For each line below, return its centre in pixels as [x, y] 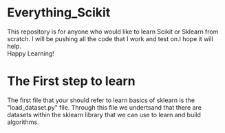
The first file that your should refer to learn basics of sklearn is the [101, 100]
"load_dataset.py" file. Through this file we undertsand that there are [104, 107]
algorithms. [23, 122]
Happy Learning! [31, 53]
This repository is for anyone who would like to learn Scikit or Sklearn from [113, 32]
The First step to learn [71, 81]
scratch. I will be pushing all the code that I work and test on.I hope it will [110, 38]
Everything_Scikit [59, 13]
